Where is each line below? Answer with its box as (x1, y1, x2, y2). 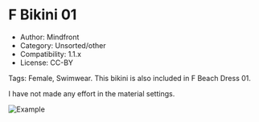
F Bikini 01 (8, 6, 77, 24)
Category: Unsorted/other (19, 40, 106, 50)
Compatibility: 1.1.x (19, 49, 82, 59)
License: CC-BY (19, 58, 74, 67)
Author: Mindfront (19, 32, 80, 42)
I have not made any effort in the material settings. (8, 88, 175, 98)
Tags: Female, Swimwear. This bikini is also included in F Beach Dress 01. (8, 73, 252, 83)
